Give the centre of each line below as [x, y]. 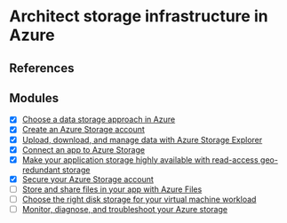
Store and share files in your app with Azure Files [112, 189]
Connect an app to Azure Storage [83, 149]
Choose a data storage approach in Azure [99, 119]
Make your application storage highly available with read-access [140, 159]
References [42, 68]
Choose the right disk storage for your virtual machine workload [139, 199]
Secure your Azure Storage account [88, 179]
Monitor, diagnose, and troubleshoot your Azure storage [125, 209]
